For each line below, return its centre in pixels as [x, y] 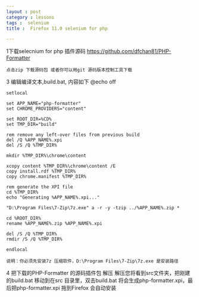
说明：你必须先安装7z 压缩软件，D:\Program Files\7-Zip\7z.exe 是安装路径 [92, 261]
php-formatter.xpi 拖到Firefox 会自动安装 [66, 288]
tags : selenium [28, 23]
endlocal [17, 250]
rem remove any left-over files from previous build [73, 135]
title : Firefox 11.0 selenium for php [57, 28]
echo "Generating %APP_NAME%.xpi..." [53, 197]
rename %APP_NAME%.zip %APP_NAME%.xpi [54, 224]
